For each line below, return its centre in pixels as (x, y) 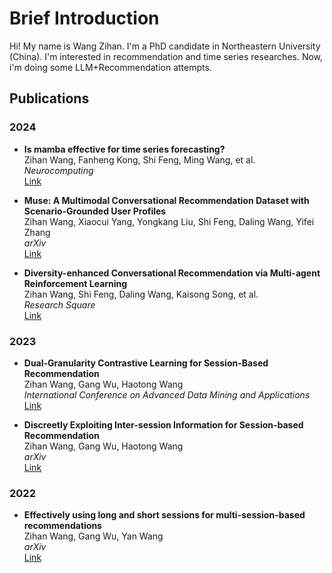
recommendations (62, 526)
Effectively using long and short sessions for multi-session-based (164, 515)
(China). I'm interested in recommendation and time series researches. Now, (166, 56)
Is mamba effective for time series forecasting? (124, 149)
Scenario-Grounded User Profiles (95, 211)
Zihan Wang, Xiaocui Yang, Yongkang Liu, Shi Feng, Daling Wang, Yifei (169, 221)
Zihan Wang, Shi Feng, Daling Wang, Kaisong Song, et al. (141, 294)
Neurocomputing (58, 170)
